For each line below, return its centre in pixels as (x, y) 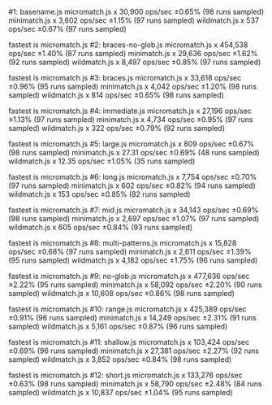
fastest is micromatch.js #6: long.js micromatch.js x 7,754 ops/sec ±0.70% (133, 177)
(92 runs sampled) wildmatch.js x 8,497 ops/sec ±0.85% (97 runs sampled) (135, 62)
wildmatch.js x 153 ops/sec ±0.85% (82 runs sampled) (99, 194)
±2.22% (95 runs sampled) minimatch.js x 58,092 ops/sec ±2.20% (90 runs (135, 285)
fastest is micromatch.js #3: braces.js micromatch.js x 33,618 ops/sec (125, 78)
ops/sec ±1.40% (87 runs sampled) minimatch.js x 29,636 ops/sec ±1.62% (133, 53)
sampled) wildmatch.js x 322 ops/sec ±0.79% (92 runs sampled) (117, 128)
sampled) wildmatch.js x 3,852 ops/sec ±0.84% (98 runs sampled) (120, 359)
